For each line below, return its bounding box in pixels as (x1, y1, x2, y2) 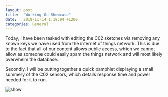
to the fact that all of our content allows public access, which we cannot (5, 46, 155, 52)
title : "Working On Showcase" (5, 12, 71, 17)
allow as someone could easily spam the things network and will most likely (5, 51, 163, 57)
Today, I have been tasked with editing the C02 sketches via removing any (5, 35, 160, 41)
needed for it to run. (5, 77, 47, 83)
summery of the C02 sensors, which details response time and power (5, 71, 151, 78)
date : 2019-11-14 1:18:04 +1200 (5, 17, 78, 22)
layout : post (5, 7, 33, 13)
